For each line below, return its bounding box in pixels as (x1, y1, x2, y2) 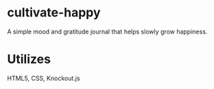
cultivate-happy (7, 5, 101, 21)
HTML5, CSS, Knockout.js (7, 74, 80, 82)
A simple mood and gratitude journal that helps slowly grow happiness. (7, 27, 208, 36)
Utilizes (7, 51, 51, 67)
